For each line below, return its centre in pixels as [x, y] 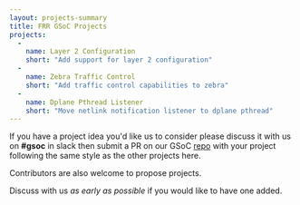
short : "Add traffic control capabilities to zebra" [127, 85]
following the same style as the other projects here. [105, 156]
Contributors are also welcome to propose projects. [106, 173]
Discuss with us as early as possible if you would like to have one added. [146, 190]
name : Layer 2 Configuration [81, 52]
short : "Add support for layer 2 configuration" [119, 60]
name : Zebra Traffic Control [81, 77]
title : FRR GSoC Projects [58, 26]
